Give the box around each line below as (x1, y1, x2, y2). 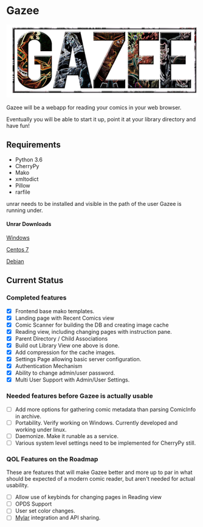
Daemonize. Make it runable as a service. (15, 432, 119, 439)
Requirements (6, 140, 61, 150)
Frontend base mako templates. (15, 307, 95, 314)
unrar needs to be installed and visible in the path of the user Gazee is (6, 200, 182, 207)
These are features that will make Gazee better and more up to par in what (6, 469, 193, 476)
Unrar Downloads (6, 221, 52, 228)
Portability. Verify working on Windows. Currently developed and (15, 419, 178, 426)
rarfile (15, 188, 30, 196)
